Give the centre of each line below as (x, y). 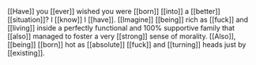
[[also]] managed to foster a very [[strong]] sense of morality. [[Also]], (122, 36)
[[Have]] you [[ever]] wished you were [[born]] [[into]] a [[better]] (114, 11)
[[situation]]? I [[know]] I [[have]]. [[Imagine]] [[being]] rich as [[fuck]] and (128, 20)
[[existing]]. (26, 53)
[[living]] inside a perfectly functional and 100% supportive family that (121, 28)
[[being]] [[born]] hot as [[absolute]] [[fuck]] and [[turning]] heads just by (127, 45)
